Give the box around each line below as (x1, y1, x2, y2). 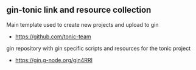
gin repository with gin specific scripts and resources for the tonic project (6, 44, 191, 52)
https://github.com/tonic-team (15, 33, 91, 40)
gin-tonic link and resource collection (6, 5, 152, 15)
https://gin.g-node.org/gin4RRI (15, 56, 93, 63)
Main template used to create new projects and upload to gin (6, 21, 159, 28)
